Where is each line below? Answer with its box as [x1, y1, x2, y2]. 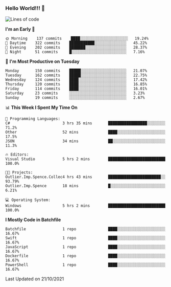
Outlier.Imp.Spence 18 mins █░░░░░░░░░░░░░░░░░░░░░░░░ [5, 184, 166, 189]
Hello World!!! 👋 [5, 5, 45, 12]
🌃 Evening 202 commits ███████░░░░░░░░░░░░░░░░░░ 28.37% [5, 45, 147, 50]
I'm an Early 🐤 [5, 26, 35, 32]
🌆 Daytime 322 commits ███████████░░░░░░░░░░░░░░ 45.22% [5, 40, 147, 46]
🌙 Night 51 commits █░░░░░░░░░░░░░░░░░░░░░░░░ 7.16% [5, 50, 145, 55]
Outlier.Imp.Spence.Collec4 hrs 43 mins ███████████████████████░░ [5, 174, 166, 180]
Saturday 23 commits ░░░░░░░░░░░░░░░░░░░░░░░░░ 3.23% [5, 91, 145, 96]
